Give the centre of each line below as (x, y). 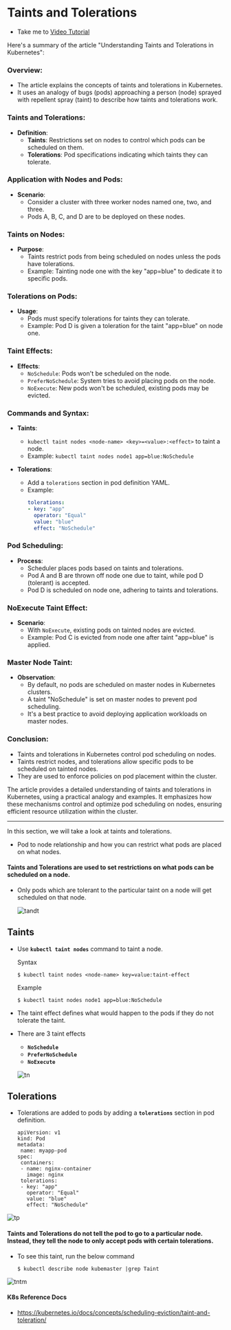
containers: (37, 1163)
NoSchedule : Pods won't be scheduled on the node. (99, 373)
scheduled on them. (56, 147)
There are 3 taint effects (51, 1034)
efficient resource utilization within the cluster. (73, 811)
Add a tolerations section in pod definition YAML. (99, 483)
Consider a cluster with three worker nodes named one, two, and (119, 201)
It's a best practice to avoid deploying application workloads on (117, 714)
